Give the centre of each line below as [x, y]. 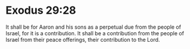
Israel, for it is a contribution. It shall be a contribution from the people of [95, 33]
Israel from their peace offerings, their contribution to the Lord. [83, 39]
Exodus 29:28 [41, 10]
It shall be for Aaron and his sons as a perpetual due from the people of [94, 27]
